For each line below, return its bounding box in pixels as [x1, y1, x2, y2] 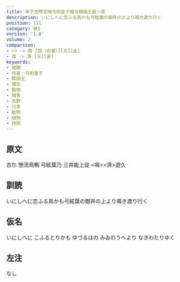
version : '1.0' [6, 31, 44, 37]
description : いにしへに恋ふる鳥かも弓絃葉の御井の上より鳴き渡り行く [6, 14, 162, 20]
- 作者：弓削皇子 [6, 70, 43, 76]
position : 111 [6, 20, 42, 26]
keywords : [6, 59, 31, 65]
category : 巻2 [6, 25, 41, 32]
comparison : [6, 43, 36, 49]
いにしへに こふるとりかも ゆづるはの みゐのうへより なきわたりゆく [6, 233, 175, 241]
